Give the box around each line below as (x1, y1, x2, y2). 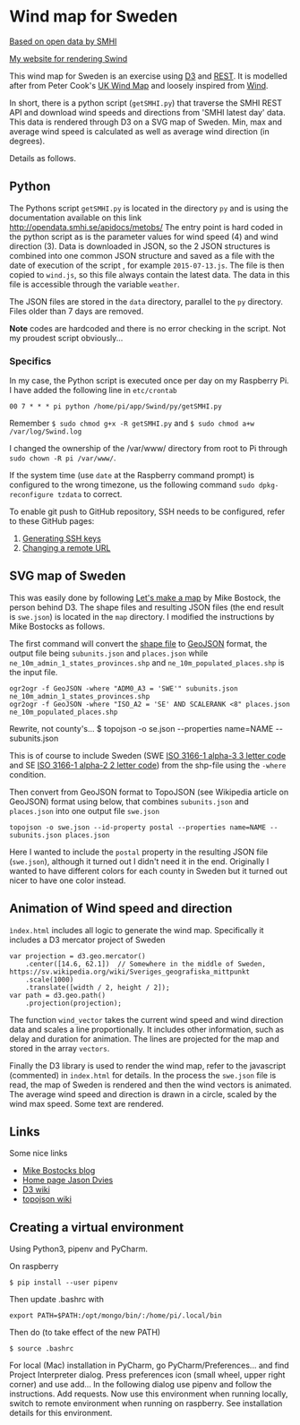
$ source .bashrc (9, 1344, 74, 1353)
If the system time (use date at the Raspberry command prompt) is (9, 470, 255, 481)
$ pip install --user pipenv (9, 1278, 118, 1287)
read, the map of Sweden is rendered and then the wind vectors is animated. (9, 1079, 292, 1090)
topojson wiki (21, 1194, 72, 1205)
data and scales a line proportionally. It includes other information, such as (9, 1024, 285, 1034)
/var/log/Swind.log (9, 427, 82, 436)
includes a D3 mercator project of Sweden (9, 934, 166, 945)
